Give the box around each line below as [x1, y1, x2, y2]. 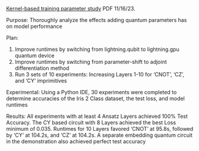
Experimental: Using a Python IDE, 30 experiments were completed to [6, 89, 177, 95]
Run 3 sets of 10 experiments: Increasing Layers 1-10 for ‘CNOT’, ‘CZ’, [14, 71, 185, 78]
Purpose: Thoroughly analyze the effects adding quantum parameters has [6, 17, 187, 23]
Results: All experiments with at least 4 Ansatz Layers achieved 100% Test [6, 113, 188, 120]
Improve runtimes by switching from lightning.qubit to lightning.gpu [14, 46, 179, 53]
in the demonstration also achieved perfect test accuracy [6, 138, 146, 144]
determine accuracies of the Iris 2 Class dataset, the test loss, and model [6, 95, 185, 102]
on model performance [6, 23, 62, 30]
